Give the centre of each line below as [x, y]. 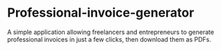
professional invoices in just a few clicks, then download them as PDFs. [109, 39]
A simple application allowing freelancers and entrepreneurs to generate [110, 32]
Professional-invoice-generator [101, 13]
